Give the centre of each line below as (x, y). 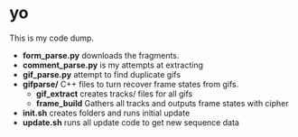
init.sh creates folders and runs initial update (106, 113)
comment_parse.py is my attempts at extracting (112, 65)
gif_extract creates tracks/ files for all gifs (114, 94)
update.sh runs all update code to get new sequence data (130, 122)
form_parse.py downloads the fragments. (101, 55)
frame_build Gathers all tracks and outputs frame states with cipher (162, 103)
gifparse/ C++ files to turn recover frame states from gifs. (130, 84)
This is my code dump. (52, 38)
